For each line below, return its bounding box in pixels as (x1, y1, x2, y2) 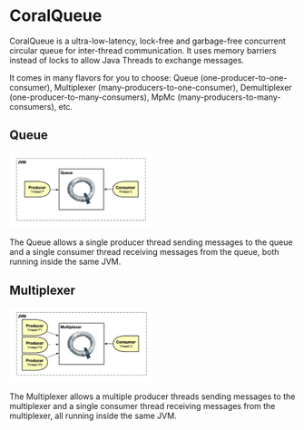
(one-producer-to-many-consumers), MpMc (9, 92, 175, 103)
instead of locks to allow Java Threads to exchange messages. (9, 54, 245, 65)
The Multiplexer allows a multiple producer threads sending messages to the (9, 391, 296, 402)
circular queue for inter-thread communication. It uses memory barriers (9, 44, 277, 55)
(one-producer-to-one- (200, 72, 288, 83)
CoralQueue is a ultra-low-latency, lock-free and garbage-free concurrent (9, 35, 286, 46)
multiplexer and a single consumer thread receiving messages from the (9, 400, 276, 411)
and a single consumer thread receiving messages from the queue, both (9, 247, 279, 258)
